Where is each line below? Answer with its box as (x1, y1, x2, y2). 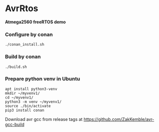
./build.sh (5, 64, 27, 69)
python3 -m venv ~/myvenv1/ (5, 99, 62, 104)
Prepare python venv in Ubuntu (5, 76, 80, 82)
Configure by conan (5, 31, 53, 38)
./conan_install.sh (5, 42, 45, 47)
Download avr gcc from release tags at (5, 116, 83, 122)
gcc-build (5, 121, 25, 127)
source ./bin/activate (5, 103, 51, 108)
